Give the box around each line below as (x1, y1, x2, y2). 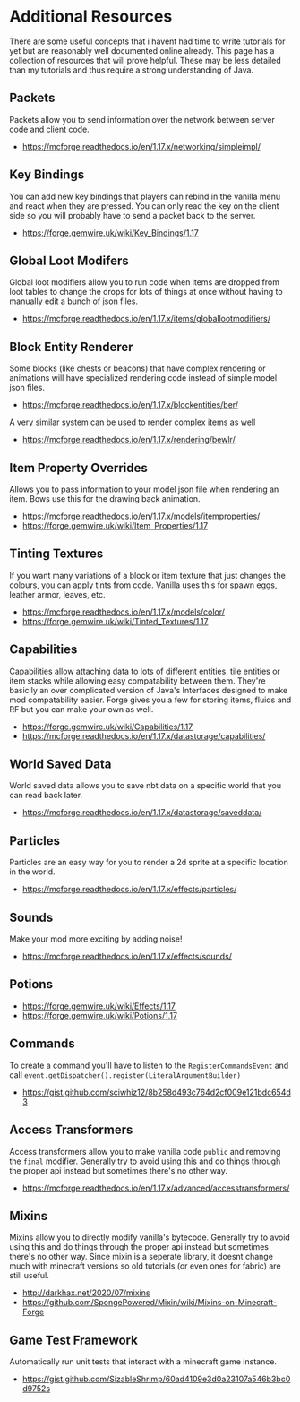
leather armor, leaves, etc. (9, 589, 106, 599)
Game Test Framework (9, 1332, 139, 1347)
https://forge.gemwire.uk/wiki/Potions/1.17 (21, 1010, 177, 1020)
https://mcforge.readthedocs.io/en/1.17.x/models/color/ (21, 606, 226, 617)
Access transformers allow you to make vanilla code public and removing (9, 1146, 281, 1157)
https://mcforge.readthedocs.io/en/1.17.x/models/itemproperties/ (21, 511, 261, 521)
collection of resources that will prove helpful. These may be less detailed (9, 55, 282, 65)
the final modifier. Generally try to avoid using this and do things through (9, 1156, 281, 1166)
